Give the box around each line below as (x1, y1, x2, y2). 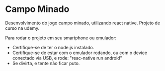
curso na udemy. (5, 25, 40, 31)
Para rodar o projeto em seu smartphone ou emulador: (5, 35, 117, 41)
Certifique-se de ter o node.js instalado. (12, 44, 94, 50)
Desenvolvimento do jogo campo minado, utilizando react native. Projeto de (5, 20, 161, 26)
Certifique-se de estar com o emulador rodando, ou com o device (12, 50, 148, 56)
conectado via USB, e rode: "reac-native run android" (12, 55, 123, 61)
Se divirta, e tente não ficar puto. (12, 60, 80, 66)
